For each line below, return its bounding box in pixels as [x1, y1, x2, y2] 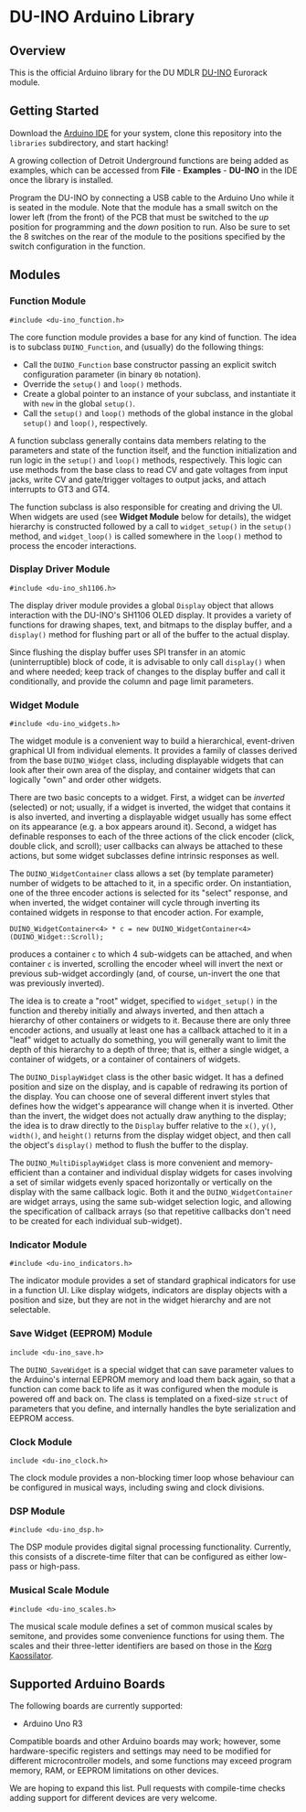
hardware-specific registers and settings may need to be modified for [9, 1745, 272, 1757]
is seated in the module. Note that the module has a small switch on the [9, 201, 279, 212]
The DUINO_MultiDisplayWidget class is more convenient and [9, 1157, 237, 1168]
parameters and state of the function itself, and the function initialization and [9, 445, 297, 456]
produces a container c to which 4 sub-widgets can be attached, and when [9, 949, 292, 960]
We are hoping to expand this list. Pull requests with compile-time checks [9, 1783, 286, 1794]
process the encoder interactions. [9, 540, 137, 551]
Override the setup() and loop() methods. [22, 378, 183, 390]
